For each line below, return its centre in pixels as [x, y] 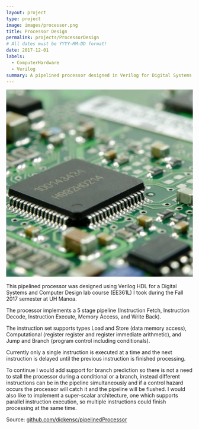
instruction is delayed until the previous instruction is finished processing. [96, 359]
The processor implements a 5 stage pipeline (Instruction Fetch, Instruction [98, 310]
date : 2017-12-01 [28, 51]
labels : [16, 56]
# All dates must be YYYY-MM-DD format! [57, 44]
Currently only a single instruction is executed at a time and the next [89, 352]
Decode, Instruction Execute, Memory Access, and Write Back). [84, 317]
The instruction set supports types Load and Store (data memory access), [97, 328]
